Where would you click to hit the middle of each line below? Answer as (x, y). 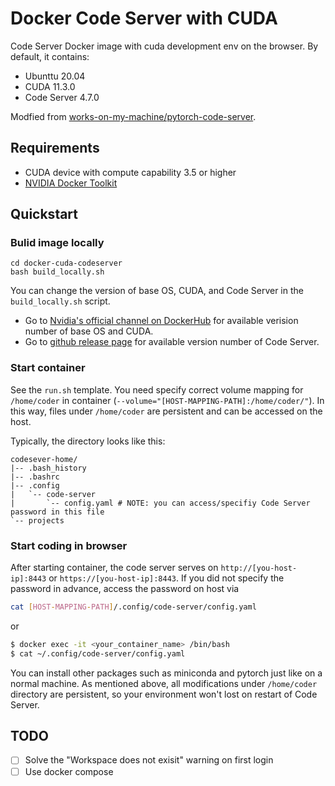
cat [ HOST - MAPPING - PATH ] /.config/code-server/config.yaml (133, 607)
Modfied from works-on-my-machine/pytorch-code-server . (133, 116)
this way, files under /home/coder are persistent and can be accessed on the (166, 411)
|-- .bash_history (48, 468)
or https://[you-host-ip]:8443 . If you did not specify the (166, 578)
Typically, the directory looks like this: (88, 441)
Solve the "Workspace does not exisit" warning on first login (149, 760)
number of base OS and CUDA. (89, 331)
